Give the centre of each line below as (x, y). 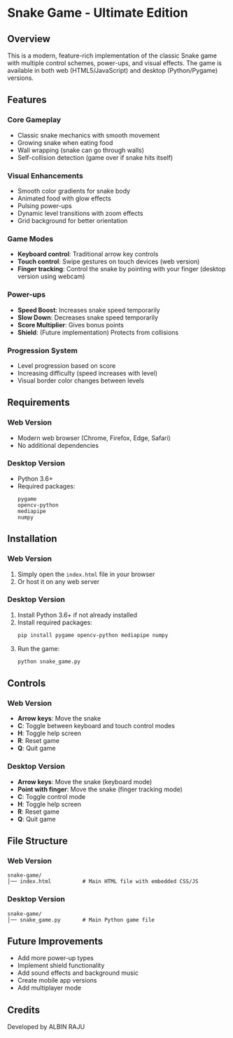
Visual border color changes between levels (81, 381)
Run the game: (38, 648)
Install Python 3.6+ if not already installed (77, 615)
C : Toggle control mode (51, 796)
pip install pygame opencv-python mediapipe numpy (93, 635)
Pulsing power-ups (44, 205)
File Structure (37, 841)
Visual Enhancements (45, 175)
